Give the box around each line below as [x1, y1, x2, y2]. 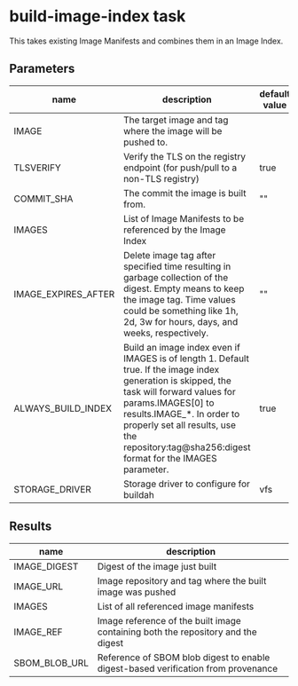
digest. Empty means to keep [122, 282, 245, 295]
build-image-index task [9, 6, 186, 27]
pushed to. [122, 136, 169, 148]
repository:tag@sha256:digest [122, 441, 251, 453]
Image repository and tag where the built [97, 574, 267, 587]
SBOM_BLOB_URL [13, 657, 89, 669]
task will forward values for [122, 385, 237, 398]
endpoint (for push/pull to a [122, 162, 238, 174]
